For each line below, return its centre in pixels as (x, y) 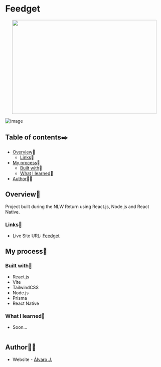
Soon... (20, 327)
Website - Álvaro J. (32, 359)
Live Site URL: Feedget (36, 236)
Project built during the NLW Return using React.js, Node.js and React (77, 207)
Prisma (20, 298)
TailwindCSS (26, 287)
